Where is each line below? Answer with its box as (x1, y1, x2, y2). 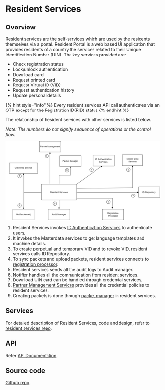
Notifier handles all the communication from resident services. (12, 272, 139, 278)
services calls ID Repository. (12, 251, 70, 256)
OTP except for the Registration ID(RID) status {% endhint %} (5, 107, 129, 113)
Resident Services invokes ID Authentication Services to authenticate (12, 224, 152, 230)
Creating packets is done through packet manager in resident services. (12, 292, 156, 298)
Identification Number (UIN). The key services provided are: (5, 52, 126, 57)
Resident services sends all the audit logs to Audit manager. (12, 266, 134, 272)
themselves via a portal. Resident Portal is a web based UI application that (5, 41, 155, 47)
